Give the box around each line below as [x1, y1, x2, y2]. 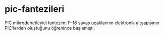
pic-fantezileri [4, 3, 65, 15]
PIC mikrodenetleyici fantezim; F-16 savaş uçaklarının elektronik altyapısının [4, 20, 160, 26]
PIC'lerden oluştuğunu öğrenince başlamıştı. [4, 25, 95, 31]
